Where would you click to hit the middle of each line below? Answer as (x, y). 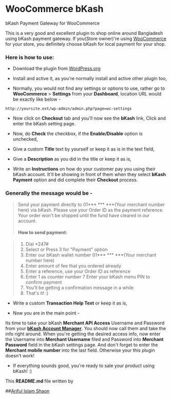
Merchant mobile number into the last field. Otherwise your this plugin (80, 350)
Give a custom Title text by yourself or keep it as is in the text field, (84, 149)
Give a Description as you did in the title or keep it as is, (72, 159)
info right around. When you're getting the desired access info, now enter (83, 334)
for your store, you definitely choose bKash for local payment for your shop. (85, 44)
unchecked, (25, 139)
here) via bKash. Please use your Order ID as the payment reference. (91, 210)
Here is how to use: (30, 57)
